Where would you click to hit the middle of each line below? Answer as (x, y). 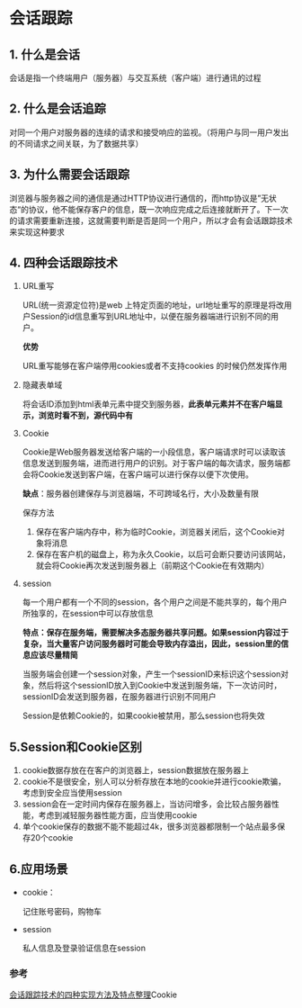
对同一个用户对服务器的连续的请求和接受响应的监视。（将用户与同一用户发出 (149, 132)
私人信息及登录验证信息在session (84, 948)
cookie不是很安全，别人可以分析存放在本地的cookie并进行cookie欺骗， (154, 782)
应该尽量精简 (54, 655)
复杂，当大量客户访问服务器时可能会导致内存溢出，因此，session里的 (151, 643)
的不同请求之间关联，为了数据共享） (76, 143)
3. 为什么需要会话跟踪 (70, 175)
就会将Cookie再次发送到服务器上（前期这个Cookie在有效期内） (152, 566)
